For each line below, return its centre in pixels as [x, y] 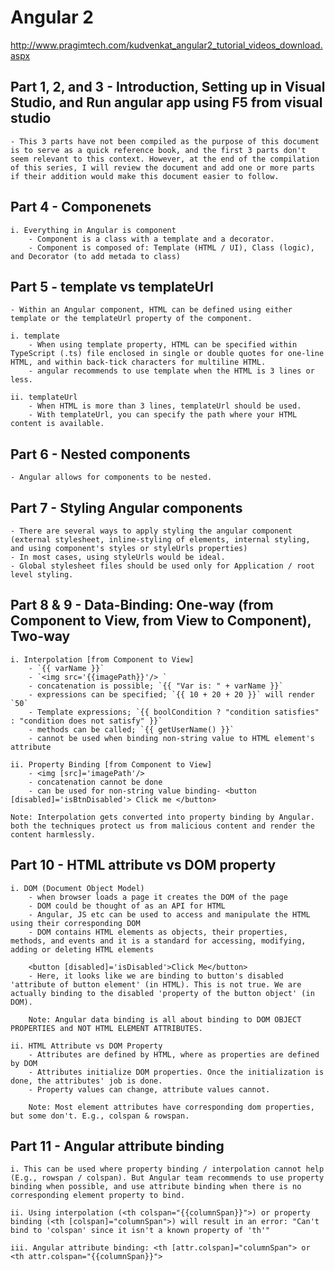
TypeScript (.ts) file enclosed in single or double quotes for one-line [167, 354]
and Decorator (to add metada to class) [96, 256]
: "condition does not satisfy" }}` [86, 721]
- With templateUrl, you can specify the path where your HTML [163, 415]
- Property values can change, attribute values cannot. [149, 1089]
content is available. [57, 424]
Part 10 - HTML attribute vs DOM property [143, 865]
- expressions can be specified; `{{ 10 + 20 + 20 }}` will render [171, 694]
